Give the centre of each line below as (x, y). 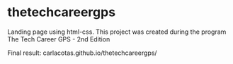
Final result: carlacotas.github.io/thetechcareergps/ (82, 53)
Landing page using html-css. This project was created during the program (117, 32)
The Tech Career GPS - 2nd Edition (59, 39)
